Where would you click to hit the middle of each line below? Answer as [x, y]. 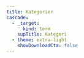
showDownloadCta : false [48, 46]
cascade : [17, 18]
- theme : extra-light [40, 40]
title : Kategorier [30, 12]
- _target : [26, 23]
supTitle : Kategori [42, 34]
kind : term [36, 29]
